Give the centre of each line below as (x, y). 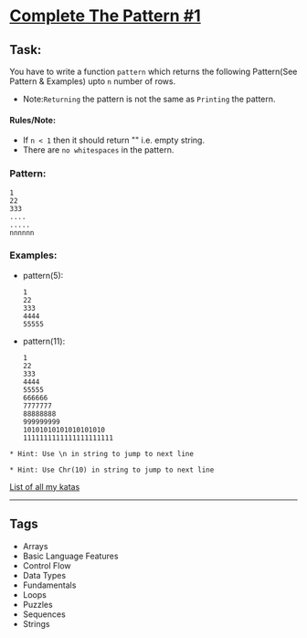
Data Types (44, 575)
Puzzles (37, 604)
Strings (36, 623)
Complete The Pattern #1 (105, 16)
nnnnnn (22, 233)
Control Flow (47, 565)
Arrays (35, 546)
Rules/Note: (33, 120)
